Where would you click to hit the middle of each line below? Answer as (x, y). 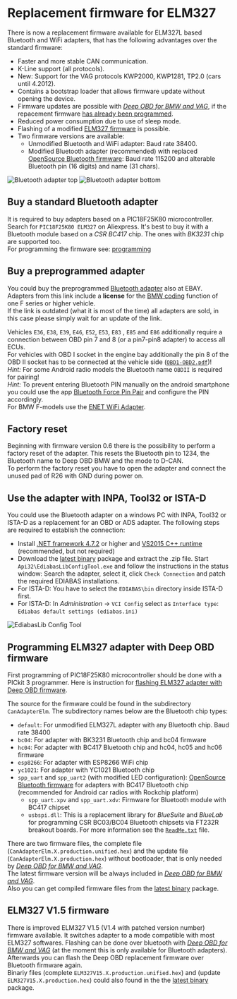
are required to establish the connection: (66, 530)
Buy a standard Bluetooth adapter (83, 202)
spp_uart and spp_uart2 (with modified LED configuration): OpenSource (121, 777)
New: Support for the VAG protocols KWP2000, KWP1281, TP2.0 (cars (119, 76)
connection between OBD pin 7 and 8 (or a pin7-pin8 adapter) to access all (116, 339)
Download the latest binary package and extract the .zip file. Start (113, 559)
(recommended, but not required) (66, 551)
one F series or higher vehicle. (51, 303)
